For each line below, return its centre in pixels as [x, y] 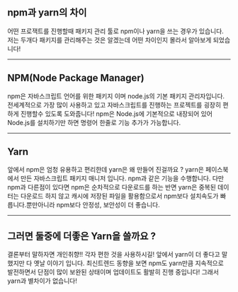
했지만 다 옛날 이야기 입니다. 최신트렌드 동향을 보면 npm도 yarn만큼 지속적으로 [116, 263]
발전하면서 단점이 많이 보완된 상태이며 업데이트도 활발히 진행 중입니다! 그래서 [113, 272]
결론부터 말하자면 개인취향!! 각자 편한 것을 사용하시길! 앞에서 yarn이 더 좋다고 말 [118, 255]
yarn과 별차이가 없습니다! [42, 281]
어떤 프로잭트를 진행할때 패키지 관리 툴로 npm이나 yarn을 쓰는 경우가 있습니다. [116, 31]
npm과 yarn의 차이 [47, 13]
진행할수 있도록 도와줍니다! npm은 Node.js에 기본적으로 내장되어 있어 [116, 113]
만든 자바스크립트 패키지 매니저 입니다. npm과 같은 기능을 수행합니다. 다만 [122, 178]
